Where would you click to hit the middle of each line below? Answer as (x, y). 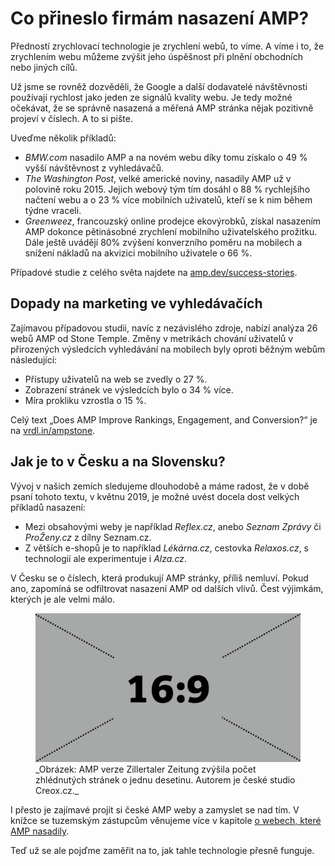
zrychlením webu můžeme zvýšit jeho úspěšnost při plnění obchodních (157, 56)
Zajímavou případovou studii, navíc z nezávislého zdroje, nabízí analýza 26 (164, 328)
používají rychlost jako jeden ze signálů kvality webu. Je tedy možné (151, 97)
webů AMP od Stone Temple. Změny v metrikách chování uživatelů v (152, 338)
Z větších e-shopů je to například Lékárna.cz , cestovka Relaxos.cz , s (167, 548)
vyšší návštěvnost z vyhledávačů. (94, 168)
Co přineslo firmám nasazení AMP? (160, 18)
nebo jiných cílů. (44, 67)
